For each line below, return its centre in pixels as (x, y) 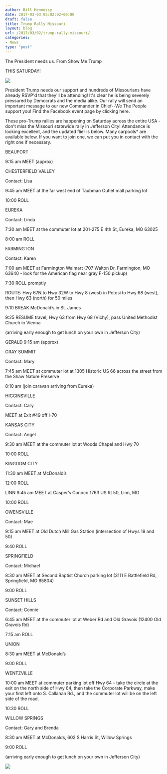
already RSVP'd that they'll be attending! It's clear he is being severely (77, 95)
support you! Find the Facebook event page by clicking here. (68, 111)
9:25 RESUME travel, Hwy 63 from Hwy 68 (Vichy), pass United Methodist (82, 317)
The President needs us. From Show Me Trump (54, 61)
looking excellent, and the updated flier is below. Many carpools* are (76, 131)
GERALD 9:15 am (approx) (32, 342)
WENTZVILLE (19, 673)
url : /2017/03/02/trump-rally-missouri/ (48, 33)
